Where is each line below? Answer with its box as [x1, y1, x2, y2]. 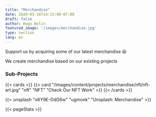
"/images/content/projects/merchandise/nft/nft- [51, 82, 151, 88]
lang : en [5, 35, 23, 40]
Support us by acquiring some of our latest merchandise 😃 [5, 48, 127, 55]
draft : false [5, 16, 32, 21]
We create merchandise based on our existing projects [5, 58, 118, 64]
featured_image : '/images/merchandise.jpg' [5, 26, 97, 31]
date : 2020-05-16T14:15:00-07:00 [5, 12, 75, 17]
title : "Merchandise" [5, 7, 50, 12]
